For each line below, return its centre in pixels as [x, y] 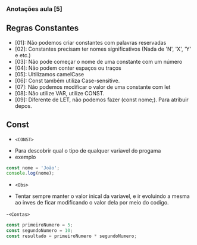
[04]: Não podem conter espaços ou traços [68, 68]
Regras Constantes [43, 28]
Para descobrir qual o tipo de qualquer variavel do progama [88, 150]
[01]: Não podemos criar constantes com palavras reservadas [90, 42]
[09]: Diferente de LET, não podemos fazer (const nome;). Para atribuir [101, 100]
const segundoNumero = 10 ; [40, 231]
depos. [23, 106]
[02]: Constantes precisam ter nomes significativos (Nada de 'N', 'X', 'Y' [103, 49]
